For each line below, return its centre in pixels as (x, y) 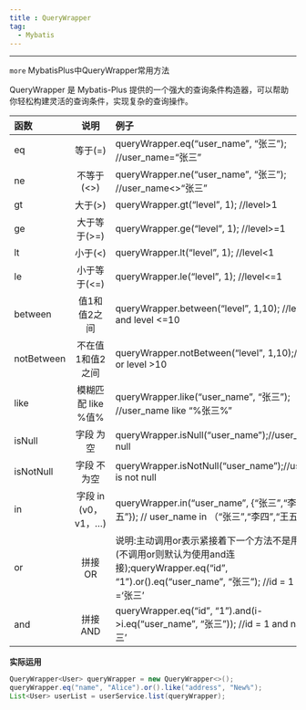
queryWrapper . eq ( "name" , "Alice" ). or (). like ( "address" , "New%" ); (136, 688)
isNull (26, 441)
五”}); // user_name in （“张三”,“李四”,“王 (202, 517)
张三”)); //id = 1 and (246, 624)
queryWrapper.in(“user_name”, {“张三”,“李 (206, 503)
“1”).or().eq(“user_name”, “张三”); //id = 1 (204, 582)
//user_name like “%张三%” (173, 411)
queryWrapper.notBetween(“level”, (190, 353)
